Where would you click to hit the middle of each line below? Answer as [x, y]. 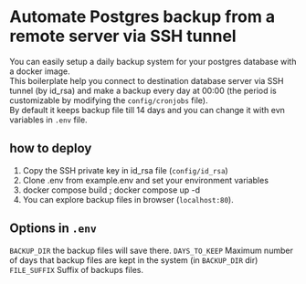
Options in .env [53, 229]
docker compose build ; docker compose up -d [111, 190]
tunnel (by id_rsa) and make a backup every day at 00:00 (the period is [143, 90]
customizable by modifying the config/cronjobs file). [109, 100]
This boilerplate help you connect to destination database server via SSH [147, 80]
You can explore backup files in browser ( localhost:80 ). [128, 199]
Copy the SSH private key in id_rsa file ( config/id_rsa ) [125, 170]
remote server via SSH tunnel [123, 36]
